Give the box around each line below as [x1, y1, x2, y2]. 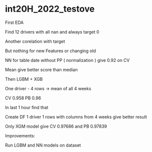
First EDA [5, 19, 24, 25]
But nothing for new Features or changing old [5, 48, 96, 54]
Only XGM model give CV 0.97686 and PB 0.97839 [5, 123, 107, 129]
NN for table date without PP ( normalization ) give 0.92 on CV [5, 57, 130, 63]
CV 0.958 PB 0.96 [5, 95, 41, 101]
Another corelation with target [5, 38, 65, 44]
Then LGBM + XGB [5, 76, 43, 82]
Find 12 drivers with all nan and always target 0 [5, 29, 99, 35]
